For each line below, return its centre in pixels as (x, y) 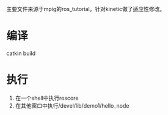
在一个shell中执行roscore (47, 98)
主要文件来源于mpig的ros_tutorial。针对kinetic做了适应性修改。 (86, 9)
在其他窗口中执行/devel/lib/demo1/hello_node (72, 105)
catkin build (21, 53)
